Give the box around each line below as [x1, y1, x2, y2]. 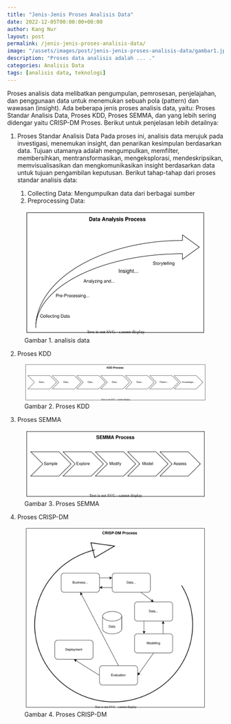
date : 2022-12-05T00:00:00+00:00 [7, 18, 103, 26]
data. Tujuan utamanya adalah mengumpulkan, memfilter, [16, 146, 180, 154]
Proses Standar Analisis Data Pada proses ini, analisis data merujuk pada [16, 132, 223, 140]
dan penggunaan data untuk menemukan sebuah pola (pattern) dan [7, 97, 199, 105]
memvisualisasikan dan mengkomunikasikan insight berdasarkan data [16, 161, 215, 169]
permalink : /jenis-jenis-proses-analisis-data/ [7, 40, 146, 48]
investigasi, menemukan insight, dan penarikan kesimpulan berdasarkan [16, 139, 222, 148]
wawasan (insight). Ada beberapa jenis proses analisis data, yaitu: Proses [7, 103, 215, 112]
